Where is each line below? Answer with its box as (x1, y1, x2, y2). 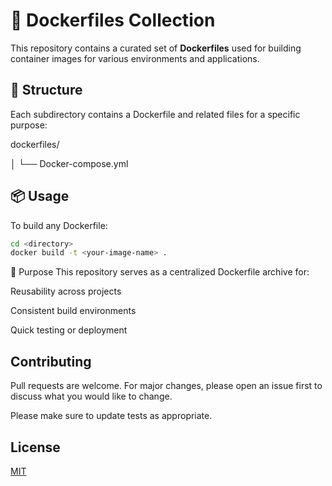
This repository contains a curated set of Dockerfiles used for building (10, 42, 302, 54)
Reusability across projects (10, 285, 122, 298)
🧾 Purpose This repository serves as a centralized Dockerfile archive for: (10, 266, 310, 278)
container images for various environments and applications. (10, 52, 260, 64)
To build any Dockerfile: (10, 219, 108, 231)
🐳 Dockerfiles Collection (10, 9, 216, 32)
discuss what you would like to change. (10, 390, 173, 403)
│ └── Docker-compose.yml (10, 157, 129, 169)
